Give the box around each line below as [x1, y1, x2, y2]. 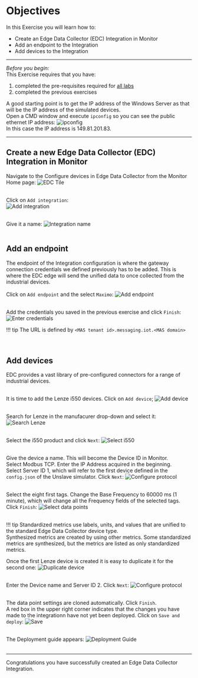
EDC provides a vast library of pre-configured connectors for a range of [6, 371, 181, 379]
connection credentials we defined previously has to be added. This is [6, 265, 177, 272]
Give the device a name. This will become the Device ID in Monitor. [6, 455, 169, 462]
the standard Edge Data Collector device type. [6, 528, 119, 535]
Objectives [6, 4, 61, 18]
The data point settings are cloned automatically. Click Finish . [6, 600, 157, 607]
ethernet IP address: [6, 119, 56, 126]
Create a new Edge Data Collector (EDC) [6, 147, 156, 157]
